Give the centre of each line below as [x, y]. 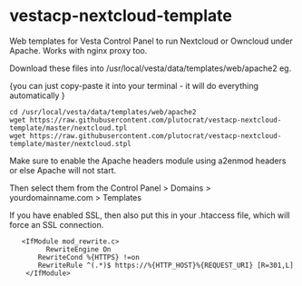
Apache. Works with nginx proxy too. [78, 50]
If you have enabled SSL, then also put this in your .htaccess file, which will [150, 215]
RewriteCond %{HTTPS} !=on [89, 257]
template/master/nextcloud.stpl [70, 143]
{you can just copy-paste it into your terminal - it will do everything [134, 85]
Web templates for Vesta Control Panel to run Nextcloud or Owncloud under [151, 41]
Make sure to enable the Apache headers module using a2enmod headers [148, 161]
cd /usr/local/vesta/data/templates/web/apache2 [103, 112]
